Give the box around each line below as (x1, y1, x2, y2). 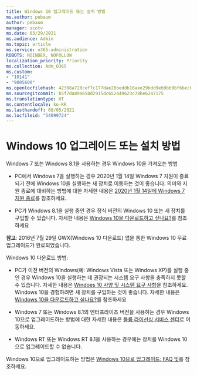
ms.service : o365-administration (6, 47, 88, 53)
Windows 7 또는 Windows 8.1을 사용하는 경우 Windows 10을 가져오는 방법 (6, 160, 178, 168)
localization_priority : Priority (6, 58, 88, 63)
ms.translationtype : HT (6, 96, 64, 102)
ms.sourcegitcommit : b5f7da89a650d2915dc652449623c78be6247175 (6, 91, 164, 96)
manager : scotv (6, 25, 43, 31)
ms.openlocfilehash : (6, 85, 57, 91)
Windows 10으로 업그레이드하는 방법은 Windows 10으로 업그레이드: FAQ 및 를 (6, 356, 184, 363)
